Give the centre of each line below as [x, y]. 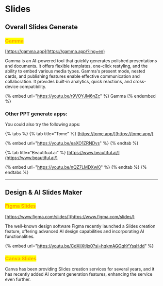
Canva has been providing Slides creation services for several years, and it [80, 269]
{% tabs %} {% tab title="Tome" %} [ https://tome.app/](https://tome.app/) [79, 134]
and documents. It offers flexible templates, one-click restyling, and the [76, 66]
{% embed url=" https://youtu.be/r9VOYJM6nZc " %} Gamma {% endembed [81, 96]
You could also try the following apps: [43, 125]
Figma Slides [21, 206]
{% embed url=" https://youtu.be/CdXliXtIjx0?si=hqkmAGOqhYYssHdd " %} [80, 246]
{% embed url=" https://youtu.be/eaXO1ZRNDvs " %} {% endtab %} [72, 143]
